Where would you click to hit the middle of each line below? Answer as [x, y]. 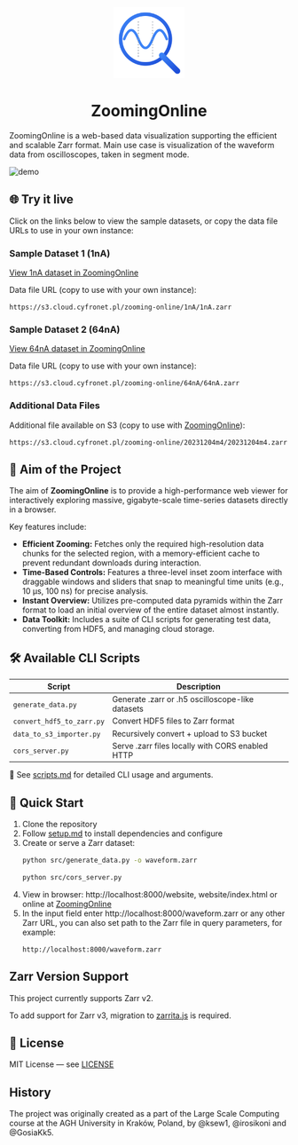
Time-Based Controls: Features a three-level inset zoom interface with [152, 572]
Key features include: [48, 527]
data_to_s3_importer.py [57, 734]
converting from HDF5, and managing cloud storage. [118, 629]
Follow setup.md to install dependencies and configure [122, 833]
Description [198, 686]
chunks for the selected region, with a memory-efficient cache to [141, 554]
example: [39, 932]
